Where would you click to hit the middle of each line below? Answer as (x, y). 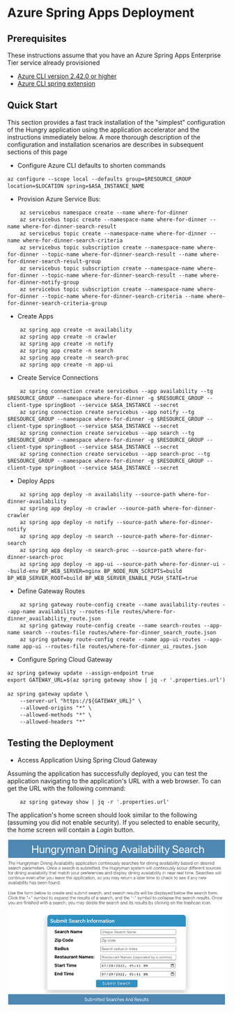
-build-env (23, 571)
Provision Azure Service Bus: (59, 199)
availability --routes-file (79, 611)
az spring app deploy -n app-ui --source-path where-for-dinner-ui (119, 564)
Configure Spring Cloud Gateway (65, 659)
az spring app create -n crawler (68, 337)
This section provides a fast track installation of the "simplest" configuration (116, 122)
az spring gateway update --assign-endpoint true (81, 673)
